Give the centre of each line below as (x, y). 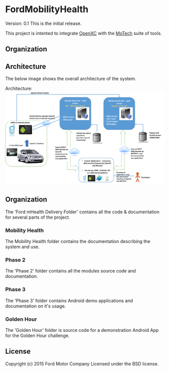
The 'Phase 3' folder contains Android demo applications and (69, 300)
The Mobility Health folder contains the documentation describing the (78, 242)
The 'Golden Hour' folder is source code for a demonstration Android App (82, 330)
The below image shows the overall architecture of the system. (71, 79)
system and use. (22, 247)
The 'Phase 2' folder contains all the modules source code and (71, 271)
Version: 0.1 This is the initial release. (44, 23)
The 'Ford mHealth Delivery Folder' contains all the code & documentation (82, 212)
